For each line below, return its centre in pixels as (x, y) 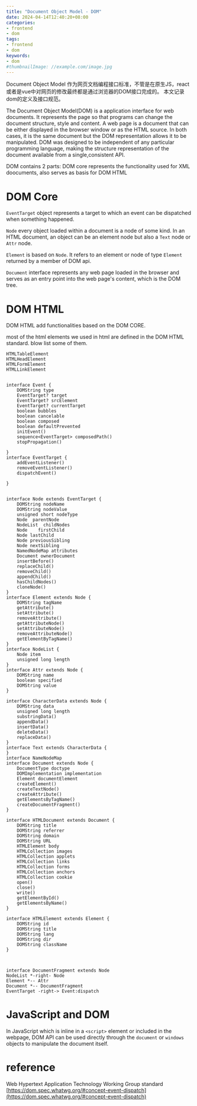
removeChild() (34, 572)
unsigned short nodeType (47, 515)
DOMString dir (34, 940)
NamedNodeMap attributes (47, 551)
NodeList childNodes (43, 525)
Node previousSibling (43, 541)
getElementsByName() (42, 904)
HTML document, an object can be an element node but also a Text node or (98, 237)
